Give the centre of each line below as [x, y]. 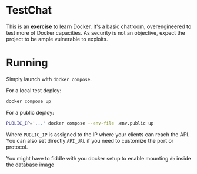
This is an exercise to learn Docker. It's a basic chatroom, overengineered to [99, 26]
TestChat [29, 10]
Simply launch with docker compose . [49, 79]
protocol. [17, 147]
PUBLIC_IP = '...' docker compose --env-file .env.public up [80, 123]
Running [27, 63]
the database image [30, 165]
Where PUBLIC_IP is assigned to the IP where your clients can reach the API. [98, 134]
